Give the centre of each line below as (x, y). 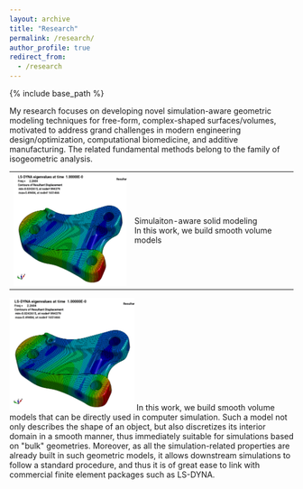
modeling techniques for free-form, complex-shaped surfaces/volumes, (143, 120)
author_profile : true (50, 48)
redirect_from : (38, 57)
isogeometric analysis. (51, 159)
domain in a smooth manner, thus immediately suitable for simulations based (151, 437)
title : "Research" (44, 28)
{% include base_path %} (57, 93)
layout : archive (40, 19)
